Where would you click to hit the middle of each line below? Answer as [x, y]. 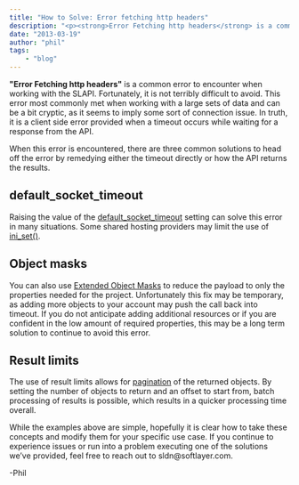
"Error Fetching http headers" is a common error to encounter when [136, 84]
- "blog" [41, 59]
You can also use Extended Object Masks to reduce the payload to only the [147, 285]
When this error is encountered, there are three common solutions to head [145, 149]
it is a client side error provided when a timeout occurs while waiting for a [144, 122]
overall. [23, 410]
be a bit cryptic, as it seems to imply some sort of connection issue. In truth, [149, 113]
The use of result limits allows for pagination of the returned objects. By [141, 382]
